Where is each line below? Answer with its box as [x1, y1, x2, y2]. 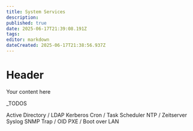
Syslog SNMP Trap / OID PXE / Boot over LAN [6, 118, 119, 125]
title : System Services [6, 8, 66, 15]
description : [6, 14, 39, 20]
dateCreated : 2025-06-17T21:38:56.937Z [6, 43, 106, 49]
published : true [6, 20, 47, 26]
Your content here [6, 88, 51, 95]
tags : [6, 31, 20, 37]
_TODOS [6, 100, 27, 107]
